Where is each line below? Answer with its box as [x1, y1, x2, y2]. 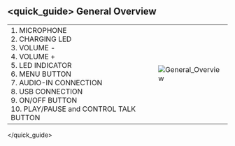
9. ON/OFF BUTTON [10, 95, 78, 105]
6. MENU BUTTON [10, 69, 72, 79]
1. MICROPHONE [10, 25, 67, 35]
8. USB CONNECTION [10, 87, 83, 96]
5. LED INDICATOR [10, 60, 72, 70]
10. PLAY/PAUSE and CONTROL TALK [10, 104, 136, 114]
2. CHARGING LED [10, 34, 72, 44]
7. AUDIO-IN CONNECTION [10, 78, 103, 87]
